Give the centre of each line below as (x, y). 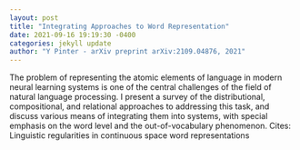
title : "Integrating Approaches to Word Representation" (120, 26)
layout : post (34, 18)
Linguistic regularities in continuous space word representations (130, 135)
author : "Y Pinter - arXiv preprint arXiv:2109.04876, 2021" (128, 52)
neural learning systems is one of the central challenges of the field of (141, 87)
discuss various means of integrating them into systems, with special (139, 116)
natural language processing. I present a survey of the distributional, (137, 97)
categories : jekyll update (60, 43)
